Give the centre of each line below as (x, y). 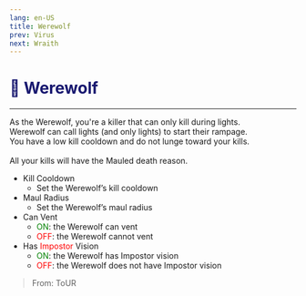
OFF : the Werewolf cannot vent (95, 237)
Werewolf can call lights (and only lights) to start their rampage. (128, 132)
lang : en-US (32, 18)
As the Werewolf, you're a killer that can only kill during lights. (125, 122)
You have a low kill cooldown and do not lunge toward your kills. (130, 141)
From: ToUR (54, 283)
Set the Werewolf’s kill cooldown (97, 189)
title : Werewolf (40, 26)
